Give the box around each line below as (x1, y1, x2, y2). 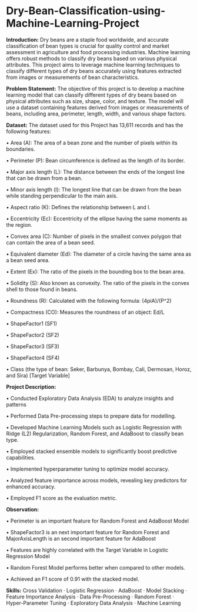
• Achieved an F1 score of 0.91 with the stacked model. (6, 575, 139, 583)
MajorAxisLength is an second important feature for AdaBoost (6, 535, 156, 542)
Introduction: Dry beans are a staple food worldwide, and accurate (6, 36, 169, 43)
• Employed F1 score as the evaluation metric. (6, 494, 118, 501)
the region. (6, 221, 32, 228)
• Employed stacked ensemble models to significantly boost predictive (6, 448, 178, 455)
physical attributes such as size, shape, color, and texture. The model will (6, 97, 184, 104)
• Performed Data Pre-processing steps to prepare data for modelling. (6, 412, 176, 419)
